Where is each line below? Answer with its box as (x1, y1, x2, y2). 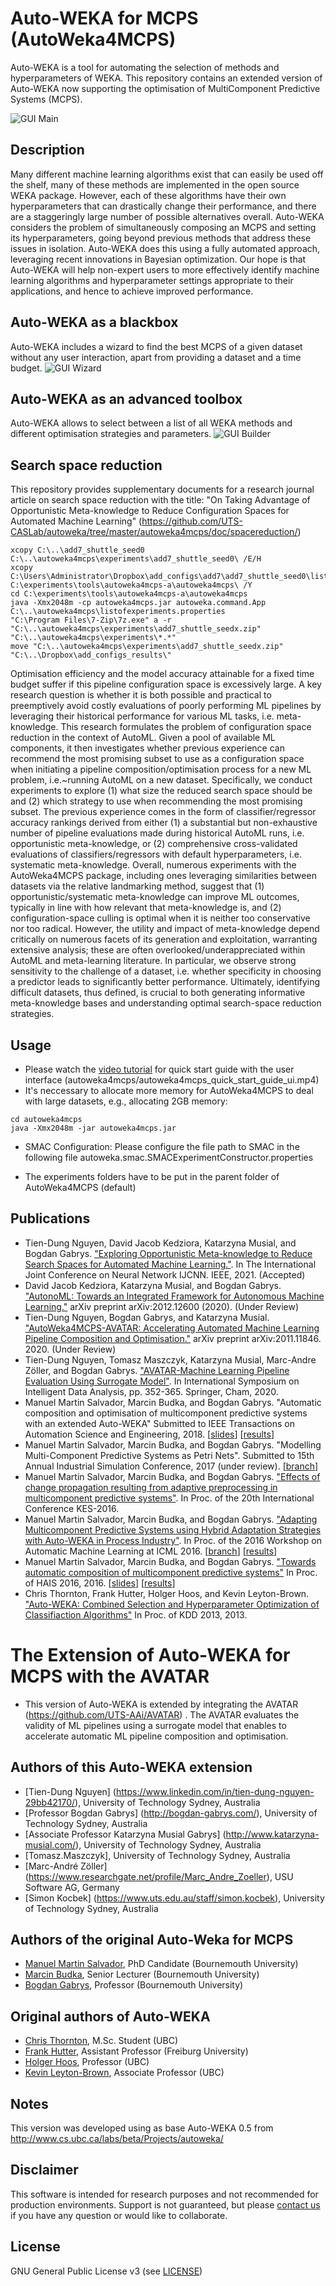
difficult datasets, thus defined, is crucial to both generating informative (10, 987, 306, 999)
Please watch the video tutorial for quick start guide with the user (24, 1063, 295, 1075)
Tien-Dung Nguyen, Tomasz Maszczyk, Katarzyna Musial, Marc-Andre (24, 1353, 317, 1366)
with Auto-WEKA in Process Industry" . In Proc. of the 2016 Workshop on (24, 1534, 322, 1546)
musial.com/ (24, 1838, 77, 1851)
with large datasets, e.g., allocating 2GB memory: (24, 1095, 228, 1107)
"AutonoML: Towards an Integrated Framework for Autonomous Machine (24, 1290, 325, 1302)
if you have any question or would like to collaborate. (10, 2209, 228, 2221)
